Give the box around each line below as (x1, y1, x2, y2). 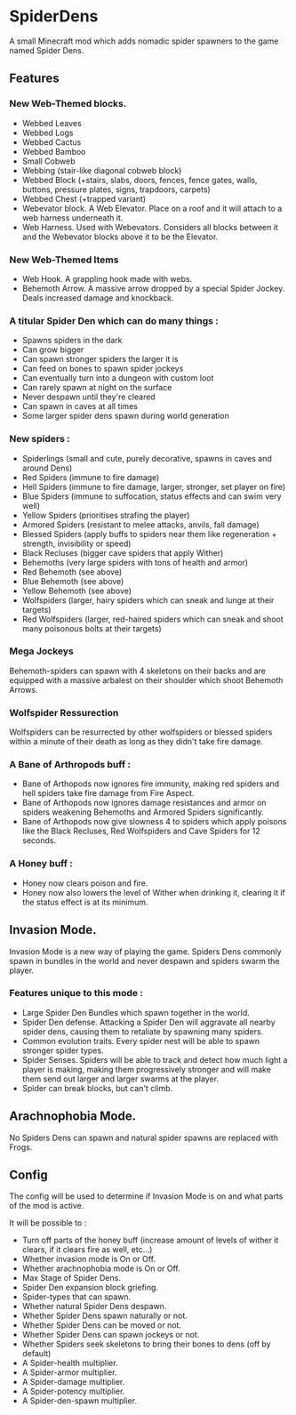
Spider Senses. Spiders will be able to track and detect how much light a (21, 1054, 288, 1065)
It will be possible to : (9, 1218, 87, 1228)
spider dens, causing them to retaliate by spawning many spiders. (21, 1025, 264, 1037)
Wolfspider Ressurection (9, 706, 119, 719)
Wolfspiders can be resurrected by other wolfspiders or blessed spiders (9, 727, 273, 737)
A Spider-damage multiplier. (21, 1377, 125, 1387)
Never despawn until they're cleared (21, 391, 156, 402)
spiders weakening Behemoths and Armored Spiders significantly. (21, 807, 265, 817)
